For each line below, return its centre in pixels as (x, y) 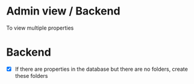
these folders (31, 76)
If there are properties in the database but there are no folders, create (101, 69)
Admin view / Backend (63, 11)
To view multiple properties (40, 28)
